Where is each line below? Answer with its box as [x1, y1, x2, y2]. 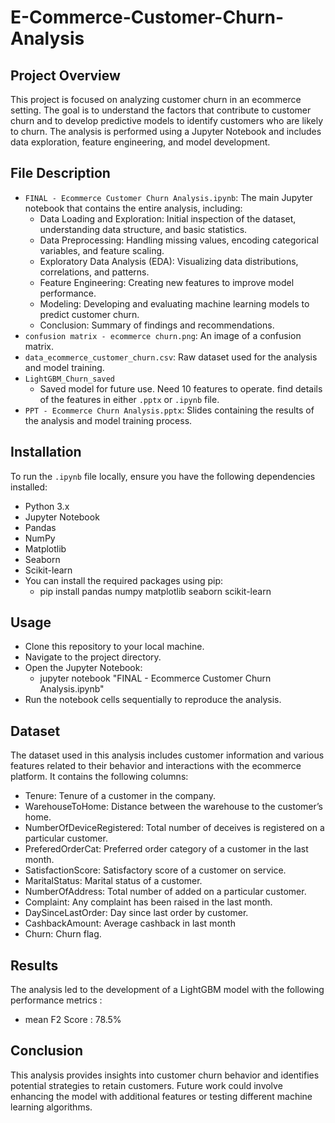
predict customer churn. [39, 308, 140, 320]
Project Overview [10, 67, 121, 84]
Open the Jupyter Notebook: [24, 662, 143, 674]
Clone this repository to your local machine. [24, 641, 205, 653]
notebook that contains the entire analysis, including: [24, 202, 243, 214]
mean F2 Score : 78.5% [24, 1014, 122, 1026]
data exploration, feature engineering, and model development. [10, 136, 271, 148]
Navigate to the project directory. [24, 651, 162, 663]
